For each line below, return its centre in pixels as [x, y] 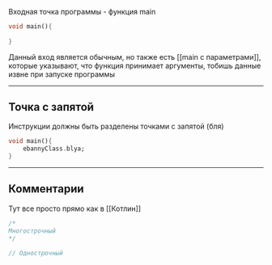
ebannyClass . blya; [54, 149]
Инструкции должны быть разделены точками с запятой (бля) [116, 126]
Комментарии [46, 189]
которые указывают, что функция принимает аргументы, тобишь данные [135, 65]
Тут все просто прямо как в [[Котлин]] [75, 208]
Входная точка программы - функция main [82, 12]
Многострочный [32, 231]
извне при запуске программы [62, 74]
